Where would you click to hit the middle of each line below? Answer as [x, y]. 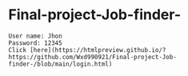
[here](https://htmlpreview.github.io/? [98, 50]
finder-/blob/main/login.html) [60, 64]
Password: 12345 [35, 43]
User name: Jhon [35, 36]
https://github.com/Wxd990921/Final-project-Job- [93, 57]
